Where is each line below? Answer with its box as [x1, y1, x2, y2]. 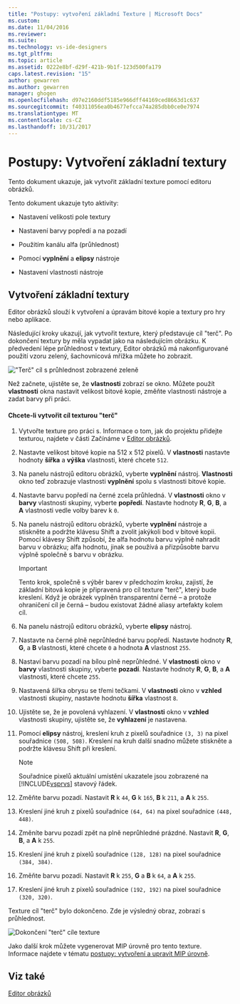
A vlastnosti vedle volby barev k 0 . [18, 506, 120, 514]
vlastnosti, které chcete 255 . [18, 672, 100, 681]
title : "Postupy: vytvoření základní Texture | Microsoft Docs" [8, 10, 203, 18]
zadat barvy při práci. [8, 395, 71, 403]
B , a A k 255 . [18, 836, 56, 845]
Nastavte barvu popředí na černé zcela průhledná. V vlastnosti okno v [18, 491, 226, 500]
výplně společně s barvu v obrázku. [18, 550, 124, 559]
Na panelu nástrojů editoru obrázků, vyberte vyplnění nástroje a [18, 520, 207, 529]
